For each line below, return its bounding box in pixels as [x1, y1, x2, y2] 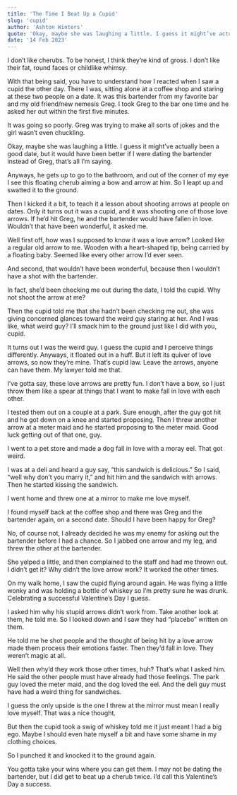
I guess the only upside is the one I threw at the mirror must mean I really [7, 701, 219, 710]
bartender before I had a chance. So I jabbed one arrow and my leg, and [7, 536, 217, 545]
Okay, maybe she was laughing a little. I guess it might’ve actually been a [7, 142, 220, 151]
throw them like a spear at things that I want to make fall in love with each [7, 387, 221, 396]
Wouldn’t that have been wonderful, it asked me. [7, 222, 148, 230]
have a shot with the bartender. [7, 272, 98, 281]
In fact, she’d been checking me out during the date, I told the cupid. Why [7, 285, 221, 294]
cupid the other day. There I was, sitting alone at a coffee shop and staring [7, 85, 224, 93]
